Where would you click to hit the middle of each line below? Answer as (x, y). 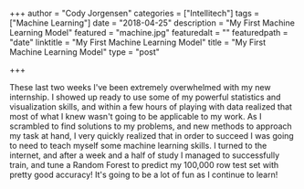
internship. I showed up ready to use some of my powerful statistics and (145, 97)
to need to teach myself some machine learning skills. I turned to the (138, 146)
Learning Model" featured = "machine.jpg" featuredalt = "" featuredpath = (149, 32)
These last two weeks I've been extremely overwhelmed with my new (140, 87)
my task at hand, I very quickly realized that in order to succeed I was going (152, 136)
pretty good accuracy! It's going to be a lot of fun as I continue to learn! (144, 174)
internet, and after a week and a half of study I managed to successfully (145, 155)
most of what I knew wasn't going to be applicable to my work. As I (136, 116)
